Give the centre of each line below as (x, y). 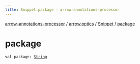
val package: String (26, 57)
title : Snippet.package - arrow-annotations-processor (62, 10)
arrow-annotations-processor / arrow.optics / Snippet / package (70, 24)
